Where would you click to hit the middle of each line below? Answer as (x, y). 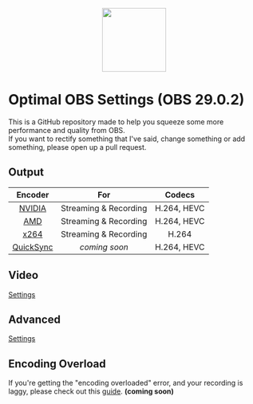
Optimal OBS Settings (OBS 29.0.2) (126, 100)
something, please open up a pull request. (77, 147)
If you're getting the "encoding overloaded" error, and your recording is (126, 383)
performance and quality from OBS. (67, 130)
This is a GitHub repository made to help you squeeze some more (116, 122)
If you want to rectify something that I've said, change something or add (127, 139)
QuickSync (33, 247)
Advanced (35, 319)
